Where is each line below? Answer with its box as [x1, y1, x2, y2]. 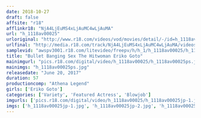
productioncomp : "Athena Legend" [6, 81, 90, 87]
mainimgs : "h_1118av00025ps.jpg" [6, 64, 90, 70]
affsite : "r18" [6, 20, 44, 26]
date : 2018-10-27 [6, 8, 50, 15]
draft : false [6, 14, 39, 20]
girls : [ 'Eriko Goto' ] [6, 86, 63, 92]
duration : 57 [6, 75, 39, 81]
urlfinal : [6, 42, 31, 48]
